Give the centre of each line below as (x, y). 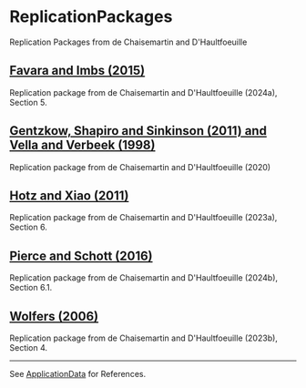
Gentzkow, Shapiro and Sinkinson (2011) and (138, 131)
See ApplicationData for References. (78, 374)
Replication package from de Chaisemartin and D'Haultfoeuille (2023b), (143, 338)
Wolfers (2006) (54, 316)
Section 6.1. (31, 288)
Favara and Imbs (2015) (77, 71)
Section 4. (29, 347)
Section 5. (28, 102)
